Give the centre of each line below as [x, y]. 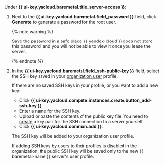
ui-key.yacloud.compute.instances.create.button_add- [94, 100]
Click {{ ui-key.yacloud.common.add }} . [61, 126]
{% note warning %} [33, 31]
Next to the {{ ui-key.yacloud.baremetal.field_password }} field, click [84, 17]
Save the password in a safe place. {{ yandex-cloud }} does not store [82, 41]
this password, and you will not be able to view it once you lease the [81, 46]
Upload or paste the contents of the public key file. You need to [84, 116]
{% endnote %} [28, 61]
